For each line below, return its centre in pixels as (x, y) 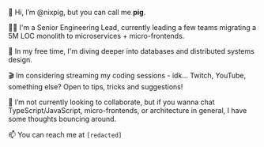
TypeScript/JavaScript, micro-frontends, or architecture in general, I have (128, 110)
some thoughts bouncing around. (62, 119)
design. (21, 60)
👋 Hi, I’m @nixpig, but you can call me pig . (77, 12)
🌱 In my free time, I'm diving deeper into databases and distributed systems (131, 51)
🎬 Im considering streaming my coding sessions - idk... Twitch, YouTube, (127, 75)
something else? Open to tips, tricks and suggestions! (96, 87)
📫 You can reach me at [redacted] (65, 135)
